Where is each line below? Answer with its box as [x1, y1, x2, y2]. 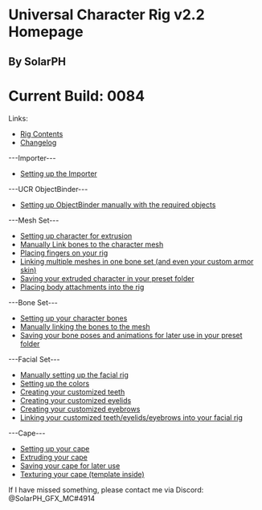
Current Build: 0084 [8, 87, 145, 105]
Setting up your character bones [19, 313, 128, 323]
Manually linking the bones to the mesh [19, 321, 150, 331]
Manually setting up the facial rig [19, 369, 129, 379]
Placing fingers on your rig [19, 247, 108, 258]
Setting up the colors [19, 378, 90, 388]
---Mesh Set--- [8, 215, 59, 225]
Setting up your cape [19, 443, 90, 453]
